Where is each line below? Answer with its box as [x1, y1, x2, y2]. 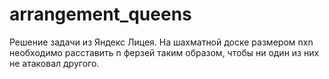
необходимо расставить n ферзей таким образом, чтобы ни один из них [9, 46, 320, 58]
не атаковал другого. [9, 57, 100, 69]
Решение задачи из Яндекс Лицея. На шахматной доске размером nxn [9, 36, 314, 48]
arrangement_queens [9, 3, 192, 26]
